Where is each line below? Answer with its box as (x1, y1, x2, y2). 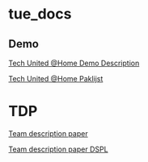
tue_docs (8, 5, 72, 23)
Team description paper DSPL (8, 144, 108, 154)
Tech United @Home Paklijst (8, 74, 104, 83)
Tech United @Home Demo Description (8, 58, 140, 68)
